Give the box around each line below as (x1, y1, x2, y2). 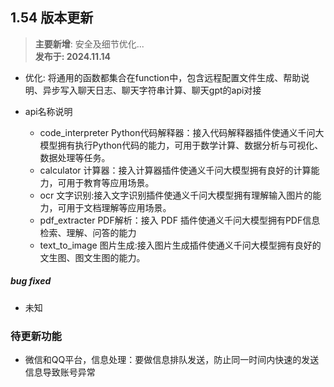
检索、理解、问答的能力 (39, 226, 137, 238)
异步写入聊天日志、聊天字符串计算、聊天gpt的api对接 (42, 84, 262, 96)
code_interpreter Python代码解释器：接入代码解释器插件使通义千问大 (39, 126, 325, 138)
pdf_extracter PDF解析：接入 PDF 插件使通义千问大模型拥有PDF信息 (39, 214, 321, 226)
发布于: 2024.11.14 (34, 50, 112, 62)
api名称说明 (24, 105, 73, 117)
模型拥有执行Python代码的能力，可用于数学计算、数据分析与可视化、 (39, 139, 324, 151)
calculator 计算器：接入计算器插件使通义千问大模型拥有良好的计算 (39, 164, 312, 176)
